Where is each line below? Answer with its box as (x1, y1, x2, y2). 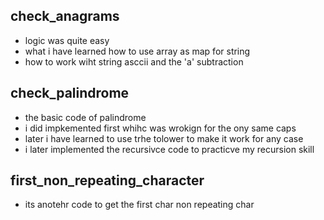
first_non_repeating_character (10, 172, 205, 189)
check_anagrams (10, 8, 120, 25)
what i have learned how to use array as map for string (24, 45, 251, 57)
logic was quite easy (24, 34, 110, 46)
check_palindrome (10, 85, 130, 102)
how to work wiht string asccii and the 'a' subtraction (24, 55, 244, 68)
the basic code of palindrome (24, 111, 147, 123)
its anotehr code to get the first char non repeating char (24, 199, 255, 211)
